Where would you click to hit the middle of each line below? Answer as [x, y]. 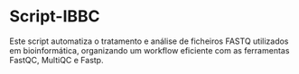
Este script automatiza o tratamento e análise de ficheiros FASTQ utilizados [149, 41]
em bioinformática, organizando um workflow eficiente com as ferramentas [149, 50]
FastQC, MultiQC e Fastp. [56, 60]
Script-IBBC [55, 16]
